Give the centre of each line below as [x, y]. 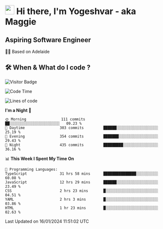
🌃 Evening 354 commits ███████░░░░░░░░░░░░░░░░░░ [82, 136]
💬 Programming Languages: [31, 169]
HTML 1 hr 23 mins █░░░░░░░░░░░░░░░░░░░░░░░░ [82, 208]
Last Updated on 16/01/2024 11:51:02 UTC [47, 221]
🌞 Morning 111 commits [45, 119]
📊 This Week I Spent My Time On [40, 159]
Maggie [21, 22]
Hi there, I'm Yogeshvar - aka [76, 11]
